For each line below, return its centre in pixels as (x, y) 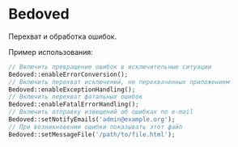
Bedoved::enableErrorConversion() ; (68, 74)
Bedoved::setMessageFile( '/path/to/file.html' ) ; (92, 134)
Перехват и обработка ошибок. (63, 36)
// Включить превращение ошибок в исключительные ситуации (110, 67)
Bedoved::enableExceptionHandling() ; (72, 90)
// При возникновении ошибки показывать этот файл (96, 127)
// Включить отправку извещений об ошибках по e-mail (101, 112)
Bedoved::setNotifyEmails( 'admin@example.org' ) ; (92, 120)
